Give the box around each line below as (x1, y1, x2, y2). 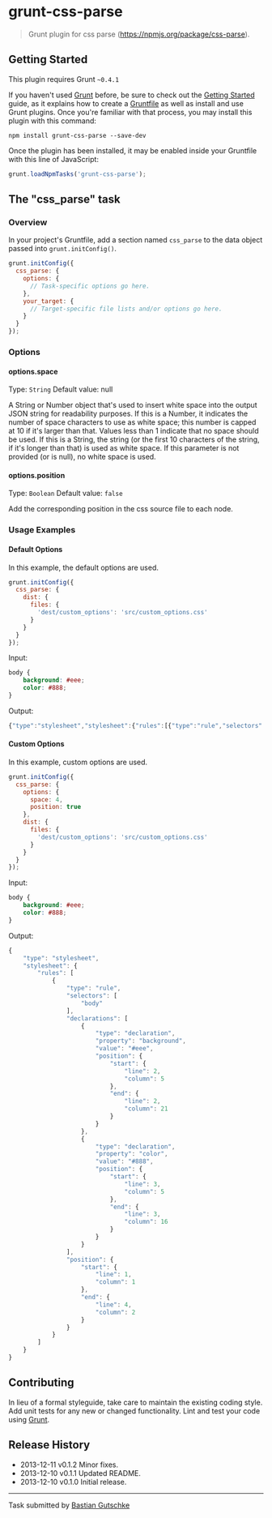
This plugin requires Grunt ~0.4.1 (8, 74, 120, 83)
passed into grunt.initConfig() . (8, 244, 117, 254)
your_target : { (23, 297, 74, 306)
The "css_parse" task (8, 193, 121, 207)
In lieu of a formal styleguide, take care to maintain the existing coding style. (8, 1397, 263, 1407)
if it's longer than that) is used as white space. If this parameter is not (8, 443, 240, 453)
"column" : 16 (124, 1218, 168, 1226)
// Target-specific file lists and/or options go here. (29, 305, 223, 313)
